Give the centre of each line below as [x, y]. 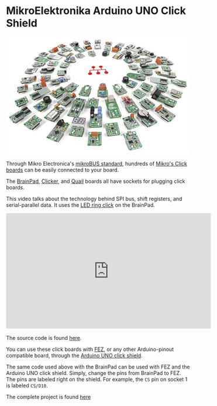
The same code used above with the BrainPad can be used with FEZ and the [98, 367]
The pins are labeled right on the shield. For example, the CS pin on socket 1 [97, 379]
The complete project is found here [49, 397]
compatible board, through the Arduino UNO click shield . [74, 355]
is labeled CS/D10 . [27, 385]
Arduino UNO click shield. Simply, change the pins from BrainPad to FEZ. [94, 373]
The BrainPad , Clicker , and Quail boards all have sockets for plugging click [96, 181]
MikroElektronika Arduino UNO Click [96, 11]
